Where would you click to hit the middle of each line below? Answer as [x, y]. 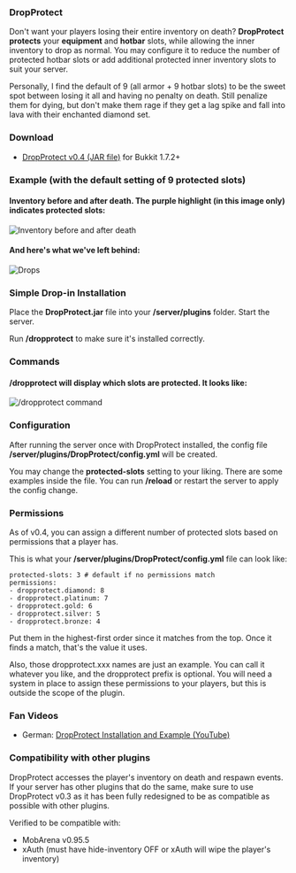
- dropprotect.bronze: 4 [55, 622]
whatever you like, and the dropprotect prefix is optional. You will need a [140, 674]
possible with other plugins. [60, 805]
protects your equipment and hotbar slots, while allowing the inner [132, 41]
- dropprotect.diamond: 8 [57, 591]
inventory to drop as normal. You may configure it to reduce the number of [144, 50]
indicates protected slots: [57, 211]
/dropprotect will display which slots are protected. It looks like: [128, 382]
